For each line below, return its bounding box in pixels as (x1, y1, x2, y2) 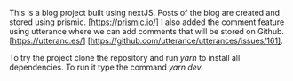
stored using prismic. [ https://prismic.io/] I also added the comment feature (9, 17, 285, 27)
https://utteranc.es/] (12, 35, 86, 46)
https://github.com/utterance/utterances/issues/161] (90, 35, 281, 46)
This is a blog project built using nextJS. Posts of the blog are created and (9, 8, 281, 18)
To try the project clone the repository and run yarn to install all (9, 53, 241, 63)
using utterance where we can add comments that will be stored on (9, 26, 256, 36)
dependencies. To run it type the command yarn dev (9, 62, 202, 72)
